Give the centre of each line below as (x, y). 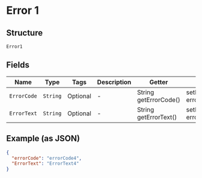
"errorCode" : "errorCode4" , (47, 158)
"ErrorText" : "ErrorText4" (45, 164)
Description (114, 82)
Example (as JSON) (43, 138)
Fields (18, 65)
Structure (25, 33)
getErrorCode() (159, 100)
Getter (159, 82)
